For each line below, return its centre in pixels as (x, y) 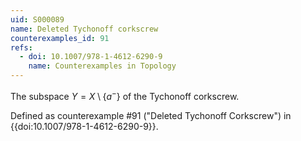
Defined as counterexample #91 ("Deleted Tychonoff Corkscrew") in (151, 115)
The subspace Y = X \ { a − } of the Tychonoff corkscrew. (125, 95)
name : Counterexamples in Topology (102, 66)
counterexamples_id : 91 (60, 38)
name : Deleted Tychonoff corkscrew (84, 29)
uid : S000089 (37, 19)
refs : (21, 47)
